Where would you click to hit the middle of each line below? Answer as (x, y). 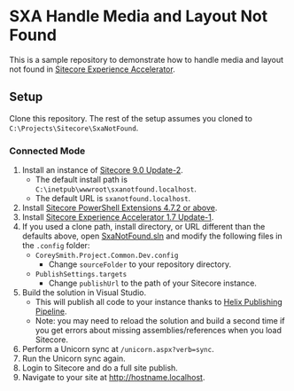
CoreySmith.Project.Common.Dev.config (107, 256)
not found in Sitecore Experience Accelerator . (92, 69)
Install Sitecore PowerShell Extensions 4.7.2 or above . (120, 208)
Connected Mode (47, 151)
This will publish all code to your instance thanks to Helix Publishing (159, 302)
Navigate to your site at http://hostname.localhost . (113, 378)
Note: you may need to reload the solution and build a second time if (160, 321)
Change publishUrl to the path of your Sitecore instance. (152, 283)
